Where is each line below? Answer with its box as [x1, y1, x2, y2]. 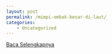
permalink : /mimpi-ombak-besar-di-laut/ [6, 14, 107, 20]
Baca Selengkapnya [6, 41, 55, 48]
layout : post [6, 8, 38, 15]
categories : [6, 19, 35, 25]
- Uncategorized [17, 25, 57, 31]
